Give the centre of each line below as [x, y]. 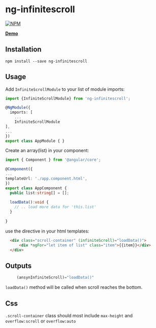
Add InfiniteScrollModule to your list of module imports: [65, 89]
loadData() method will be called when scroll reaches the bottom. [74, 287]
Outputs [19, 266]
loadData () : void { [29, 203]
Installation [23, 49]
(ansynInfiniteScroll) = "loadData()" [55, 277]
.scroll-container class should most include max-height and [69, 315]
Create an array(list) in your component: [47, 150]
